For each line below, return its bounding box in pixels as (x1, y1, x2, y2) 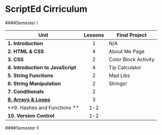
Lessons (83, 31, 104, 38)
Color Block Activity (108, 56, 155, 63)
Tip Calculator (108, 64, 141, 71)
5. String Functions (7, 72, 53, 79)
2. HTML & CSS (7, 48, 44, 55)
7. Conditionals (7, 88, 44, 95)
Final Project (116, 31, 147, 38)
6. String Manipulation (7, 80, 61, 87)
